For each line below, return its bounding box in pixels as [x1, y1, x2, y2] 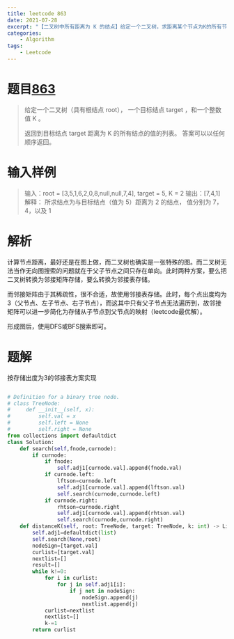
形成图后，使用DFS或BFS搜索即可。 [7, 322, 110, 331]
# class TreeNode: [7, 400, 61, 407]
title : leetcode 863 [7, 10, 68, 17]
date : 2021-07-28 [7, 17, 58, 24]
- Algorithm [19, 36, 54, 43]
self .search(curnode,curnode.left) [56, 490, 160, 498]
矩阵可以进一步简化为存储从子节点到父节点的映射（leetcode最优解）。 [7, 307, 207, 315]
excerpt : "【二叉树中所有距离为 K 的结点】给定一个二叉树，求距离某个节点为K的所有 [7, 23, 222, 30]
